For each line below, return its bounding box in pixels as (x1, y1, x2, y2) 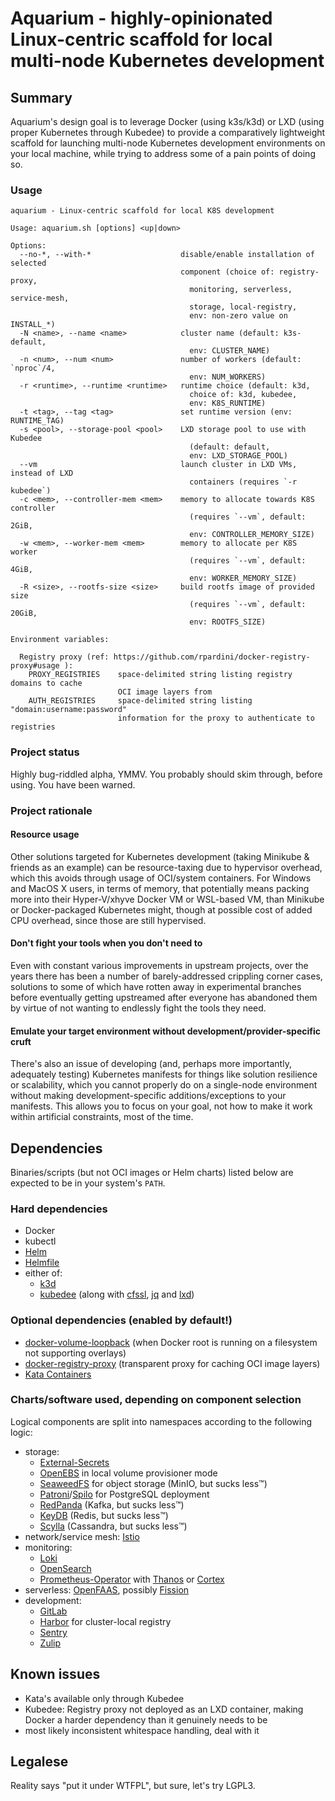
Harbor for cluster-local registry (39, 1615, 172, 1627)
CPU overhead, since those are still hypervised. (10, 914, 207, 926)
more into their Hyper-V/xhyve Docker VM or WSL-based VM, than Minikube (10, 893, 325, 905)
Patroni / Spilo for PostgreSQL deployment (39, 1488, 210, 1500)
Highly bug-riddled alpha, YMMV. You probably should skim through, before (10, 768, 323, 780)
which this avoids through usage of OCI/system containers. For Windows (10, 872, 312, 884)
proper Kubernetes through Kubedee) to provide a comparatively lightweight (10, 127, 326, 138)
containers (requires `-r (189, 477, 298, 487)
